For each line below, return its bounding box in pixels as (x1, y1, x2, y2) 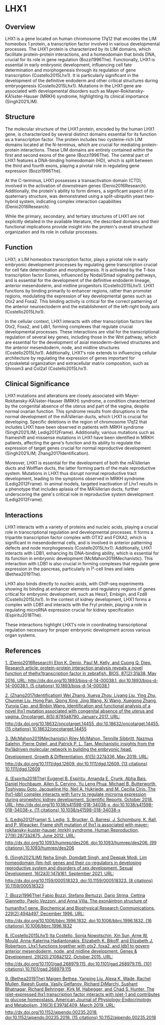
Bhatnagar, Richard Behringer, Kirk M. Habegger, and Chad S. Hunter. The (5, 986, 155, 992)
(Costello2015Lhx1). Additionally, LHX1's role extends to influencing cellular (5, 350, 157, 356)
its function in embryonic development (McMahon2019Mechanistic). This (5, 555, 153, 561)
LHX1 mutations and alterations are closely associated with (5, 393, 124, 399)
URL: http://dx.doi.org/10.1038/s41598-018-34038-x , (5, 802, 112, 808)
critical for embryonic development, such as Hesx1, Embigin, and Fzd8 (5, 591, 147, 597)
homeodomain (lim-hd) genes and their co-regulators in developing (5, 860, 141, 866)
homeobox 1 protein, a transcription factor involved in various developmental (5, 41, 160, 47)
